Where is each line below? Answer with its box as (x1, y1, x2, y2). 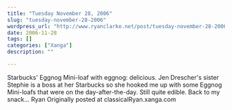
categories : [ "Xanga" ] (7, 42, 72, 49)
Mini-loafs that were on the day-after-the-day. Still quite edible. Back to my (7, 87, 220, 96)
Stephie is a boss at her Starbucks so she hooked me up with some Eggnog (7, 80, 222, 89)
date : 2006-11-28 (7, 29, 57, 36)
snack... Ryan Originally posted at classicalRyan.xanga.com (7, 95, 176, 103)
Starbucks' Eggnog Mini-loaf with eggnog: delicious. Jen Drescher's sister (7, 73, 220, 81)
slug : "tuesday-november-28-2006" (7, 16, 107, 23)
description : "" (7, 49, 54, 56)
